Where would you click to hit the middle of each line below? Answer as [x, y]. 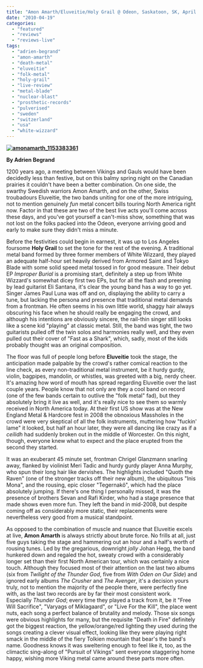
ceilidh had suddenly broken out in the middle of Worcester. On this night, [98, 434]
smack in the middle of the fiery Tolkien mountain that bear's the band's [96, 639]
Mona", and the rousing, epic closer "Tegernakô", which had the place [94, 485]
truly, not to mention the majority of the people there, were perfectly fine [97, 587]
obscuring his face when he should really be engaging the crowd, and [93, 313]
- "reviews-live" [34, 40]
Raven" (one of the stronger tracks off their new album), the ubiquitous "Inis [101, 478]
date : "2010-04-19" [31, 18]
